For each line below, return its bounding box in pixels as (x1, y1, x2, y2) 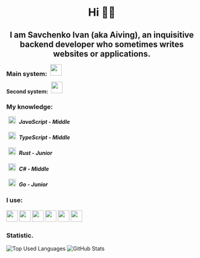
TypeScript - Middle (19, 134, 70, 141)
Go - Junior (19, 181, 48, 188)
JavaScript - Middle (19, 118, 70, 125)
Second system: (6, 87, 48, 95)
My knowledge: (6, 103, 53, 111)
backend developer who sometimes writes (19, 39, 184, 49)
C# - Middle (19, 165, 50, 172)
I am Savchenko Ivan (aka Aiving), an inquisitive (10, 30, 194, 40)
